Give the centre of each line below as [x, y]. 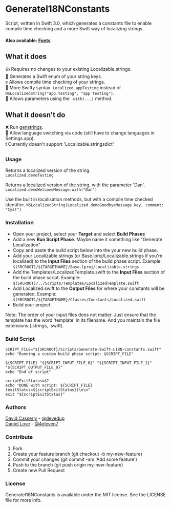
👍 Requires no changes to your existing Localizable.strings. [68, 69]
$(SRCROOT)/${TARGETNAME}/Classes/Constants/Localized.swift [79, 300]
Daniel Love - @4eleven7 [32, 424]
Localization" [27, 245]
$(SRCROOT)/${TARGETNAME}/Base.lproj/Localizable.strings [76, 267]
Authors [16, 407]
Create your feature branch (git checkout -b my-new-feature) [77, 454]
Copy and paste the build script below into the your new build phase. [85, 250]
